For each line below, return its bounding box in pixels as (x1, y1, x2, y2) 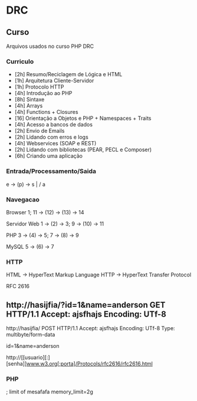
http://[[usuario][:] (6, 354, 50, 361)
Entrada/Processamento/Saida (6, 167, 96, 175)
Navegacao (6, 195, 40, 204)
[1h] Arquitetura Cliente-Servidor (14, 77, 94, 84)
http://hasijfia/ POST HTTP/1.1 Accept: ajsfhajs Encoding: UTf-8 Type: (6, 325, 175, 331)
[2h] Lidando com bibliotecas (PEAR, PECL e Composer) (14, 146, 152, 154)
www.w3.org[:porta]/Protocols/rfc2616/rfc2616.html (26, 360, 153, 367)
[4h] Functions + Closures (14, 109, 78, 116)
